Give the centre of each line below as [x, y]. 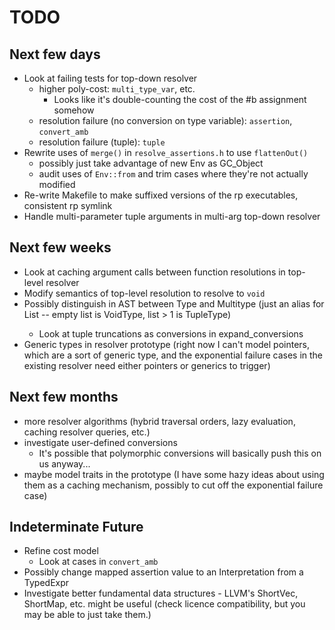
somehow [74, 110]
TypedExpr [46, 583]
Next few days [55, 54]
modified [57, 184]
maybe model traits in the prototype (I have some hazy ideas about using [174, 474]
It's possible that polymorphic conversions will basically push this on [180, 453]
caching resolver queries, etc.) [87, 432]
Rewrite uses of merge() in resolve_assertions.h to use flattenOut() [166, 152]
